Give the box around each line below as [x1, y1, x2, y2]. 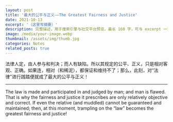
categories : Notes [5, 41, 45, 46]
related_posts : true [5, 46, 50, 51]
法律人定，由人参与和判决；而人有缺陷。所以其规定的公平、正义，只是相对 [5, 60, 163, 67]
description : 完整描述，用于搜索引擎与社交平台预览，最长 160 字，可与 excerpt [5, 27, 161, 32]
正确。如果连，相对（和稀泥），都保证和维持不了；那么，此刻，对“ [14, 67, 154, 73]
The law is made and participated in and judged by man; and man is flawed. [5, 89, 166, 95]
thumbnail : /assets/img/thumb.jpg [5, 37, 80, 42]
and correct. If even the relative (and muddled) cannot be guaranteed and [5, 99, 162, 106]
